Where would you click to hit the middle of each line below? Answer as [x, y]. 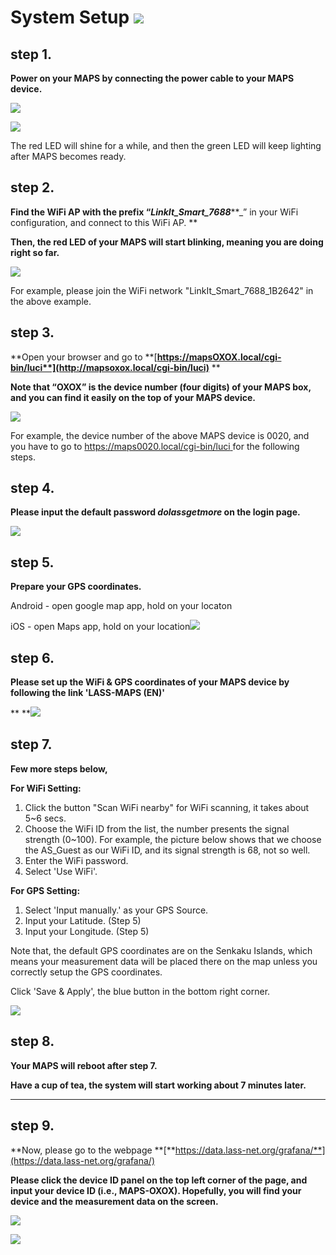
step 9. [32, 1126]
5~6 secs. [45, 818]
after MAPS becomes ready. [68, 156]
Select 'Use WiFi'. [61, 871]
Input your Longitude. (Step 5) [87, 931]
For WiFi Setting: [46, 788]
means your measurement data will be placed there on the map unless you [164, 961]
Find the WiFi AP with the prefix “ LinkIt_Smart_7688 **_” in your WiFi [154, 212]
